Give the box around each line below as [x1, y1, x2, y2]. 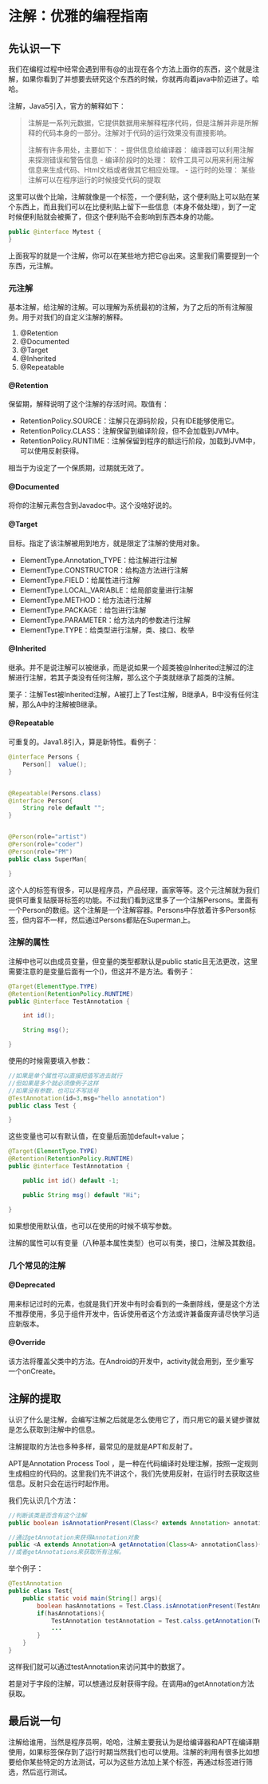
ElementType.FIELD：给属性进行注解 [19, 575, 140, 585]
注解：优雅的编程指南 [8, 7, 149, 26]
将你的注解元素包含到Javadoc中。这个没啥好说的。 [8, 501, 177, 510]
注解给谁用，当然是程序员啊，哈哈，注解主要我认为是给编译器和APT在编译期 [8, 1737, 260, 1746]
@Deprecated [8, 1280, 56, 1290]
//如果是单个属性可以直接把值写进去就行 [8, 1072, 123, 1080]
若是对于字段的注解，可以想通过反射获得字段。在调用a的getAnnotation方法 [8, 1679, 254, 1688]
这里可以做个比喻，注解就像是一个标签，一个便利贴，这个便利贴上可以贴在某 [8, 192, 260, 201]
